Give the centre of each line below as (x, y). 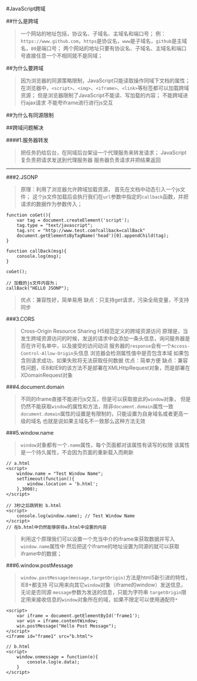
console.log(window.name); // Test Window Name (76, 516)
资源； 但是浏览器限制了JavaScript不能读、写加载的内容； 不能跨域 (101, 95)
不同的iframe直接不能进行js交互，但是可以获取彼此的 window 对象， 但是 (106, 399)
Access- (181, 346)
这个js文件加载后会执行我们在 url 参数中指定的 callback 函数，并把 (110, 197)
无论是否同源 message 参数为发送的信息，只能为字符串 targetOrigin (101, 592)
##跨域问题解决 (25, 128)
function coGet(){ (28, 215)
